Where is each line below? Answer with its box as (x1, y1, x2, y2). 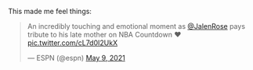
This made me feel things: (8, 7, 92, 16)
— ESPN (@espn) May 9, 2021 (27, 54, 125, 62)
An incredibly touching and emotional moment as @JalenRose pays (27, 22, 245, 30)
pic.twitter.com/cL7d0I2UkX (27, 38, 118, 47)
